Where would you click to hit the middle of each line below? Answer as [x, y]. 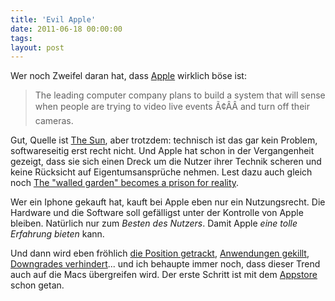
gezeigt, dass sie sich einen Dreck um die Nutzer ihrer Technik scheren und [166, 162]
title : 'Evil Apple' [53, 19]
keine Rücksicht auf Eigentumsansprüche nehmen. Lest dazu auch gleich [161, 172]
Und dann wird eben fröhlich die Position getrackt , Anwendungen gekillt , [160, 253]
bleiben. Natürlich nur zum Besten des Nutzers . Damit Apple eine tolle [154, 223]
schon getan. [37, 285]
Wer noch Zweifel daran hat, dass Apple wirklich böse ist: [128, 76]
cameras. [54, 121]
